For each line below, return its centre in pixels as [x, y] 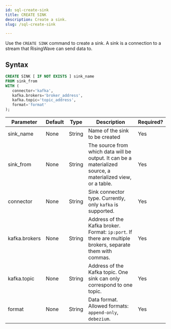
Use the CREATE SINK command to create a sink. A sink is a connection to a [83, 43]
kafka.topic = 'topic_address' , [44, 100]
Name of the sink [109, 131]
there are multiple [109, 239]
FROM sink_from [21, 81]
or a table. [100, 184]
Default [55, 122]
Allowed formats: [108, 306]
